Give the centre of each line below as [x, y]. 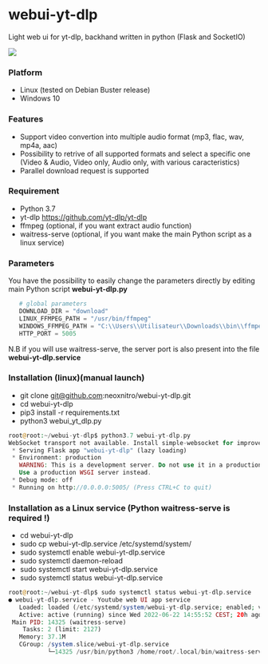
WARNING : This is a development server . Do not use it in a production [140, 465]
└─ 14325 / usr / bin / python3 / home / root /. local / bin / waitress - [148, 652]
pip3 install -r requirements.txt [70, 412]
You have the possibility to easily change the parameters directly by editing [132, 280]
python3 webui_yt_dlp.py [61, 420]
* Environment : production [57, 458]
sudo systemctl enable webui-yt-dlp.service [93, 552]
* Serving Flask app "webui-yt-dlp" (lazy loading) [99, 450]
